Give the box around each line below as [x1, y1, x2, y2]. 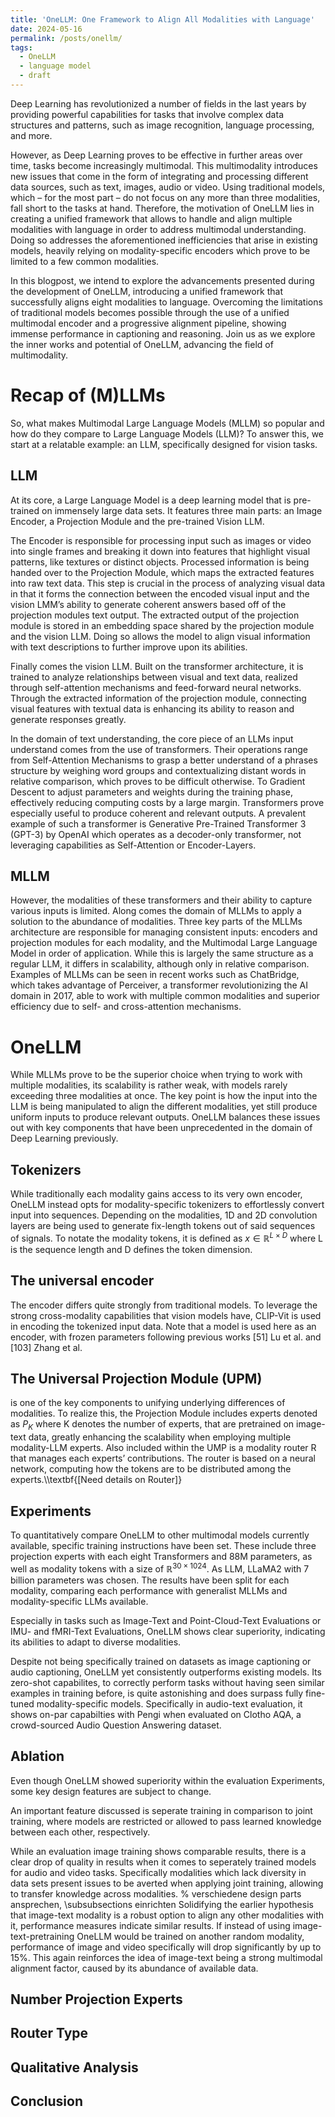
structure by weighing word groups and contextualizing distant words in [10, 764, 307, 776]
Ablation [10, 1748, 65, 1765]
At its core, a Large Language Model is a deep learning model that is [10, 494, 292, 506]
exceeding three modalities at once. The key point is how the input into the [10, 1090, 318, 1102]
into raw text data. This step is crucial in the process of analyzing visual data [10, 577, 326, 589]
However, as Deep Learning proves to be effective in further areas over [10, 149, 303, 161]
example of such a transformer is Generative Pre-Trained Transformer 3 [10, 817, 307, 830]
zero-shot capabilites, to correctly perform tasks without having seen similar [10, 1676, 325, 1688]
